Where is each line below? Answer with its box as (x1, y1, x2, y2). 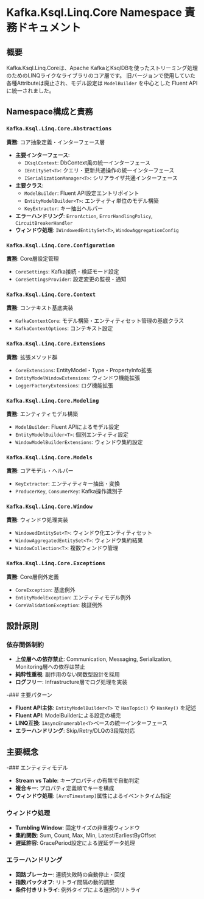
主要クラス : (15, 182, 44, 189)
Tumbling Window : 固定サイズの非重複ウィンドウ (15, 823, 140, 831)
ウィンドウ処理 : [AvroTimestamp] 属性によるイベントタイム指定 (15, 792, 172, 800)
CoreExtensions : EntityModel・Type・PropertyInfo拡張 (15, 366, 152, 373)
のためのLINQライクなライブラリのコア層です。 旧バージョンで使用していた (6, 72, 196, 79)
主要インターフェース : (15, 151, 70, 158)
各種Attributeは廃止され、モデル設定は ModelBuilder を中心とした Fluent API (6, 80, 198, 86)
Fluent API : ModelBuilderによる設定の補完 (15, 712, 121, 719)
